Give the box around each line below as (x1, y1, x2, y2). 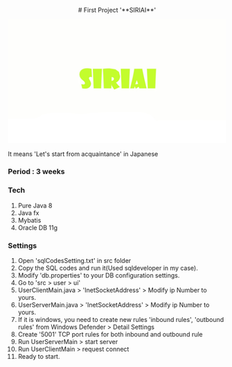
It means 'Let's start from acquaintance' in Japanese (8, 149, 159, 158)
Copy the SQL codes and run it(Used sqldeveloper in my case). (17, 264, 198, 273)
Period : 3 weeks (8, 167, 65, 176)
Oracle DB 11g (17, 223, 58, 232)
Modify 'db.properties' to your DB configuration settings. (17, 271, 180, 280)
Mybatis (17, 216, 42, 224)
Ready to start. (17, 352, 60, 361)
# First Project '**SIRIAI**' (78, 6, 157, 14)
